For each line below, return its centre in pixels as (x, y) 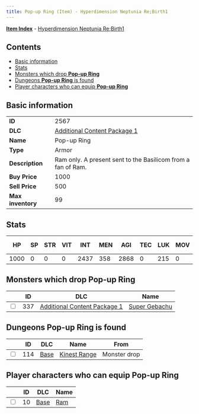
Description (26, 164)
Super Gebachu (151, 306)
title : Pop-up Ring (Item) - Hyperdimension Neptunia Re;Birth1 (87, 12)
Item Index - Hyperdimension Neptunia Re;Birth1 (65, 28)
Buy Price (23, 177)
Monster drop (121, 354)
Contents (24, 47)
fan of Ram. (71, 167)
